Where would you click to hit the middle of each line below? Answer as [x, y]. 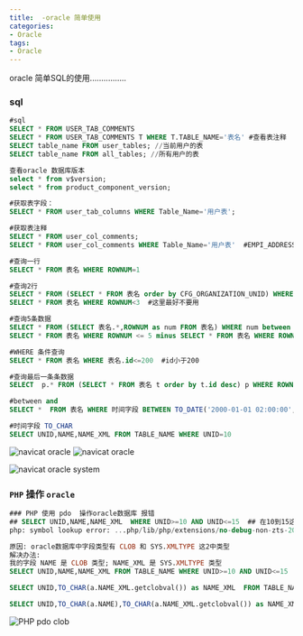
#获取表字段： [32, 204]
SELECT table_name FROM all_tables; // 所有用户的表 [105, 154]
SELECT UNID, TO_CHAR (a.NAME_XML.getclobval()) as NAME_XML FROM [134, 588]
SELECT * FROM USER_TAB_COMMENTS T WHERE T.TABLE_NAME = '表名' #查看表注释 [148, 138]
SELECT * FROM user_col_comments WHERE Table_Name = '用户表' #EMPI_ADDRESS [153, 244]
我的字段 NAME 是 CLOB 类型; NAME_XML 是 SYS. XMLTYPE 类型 [116, 563]
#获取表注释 [28, 228]
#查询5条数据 [30, 319]
